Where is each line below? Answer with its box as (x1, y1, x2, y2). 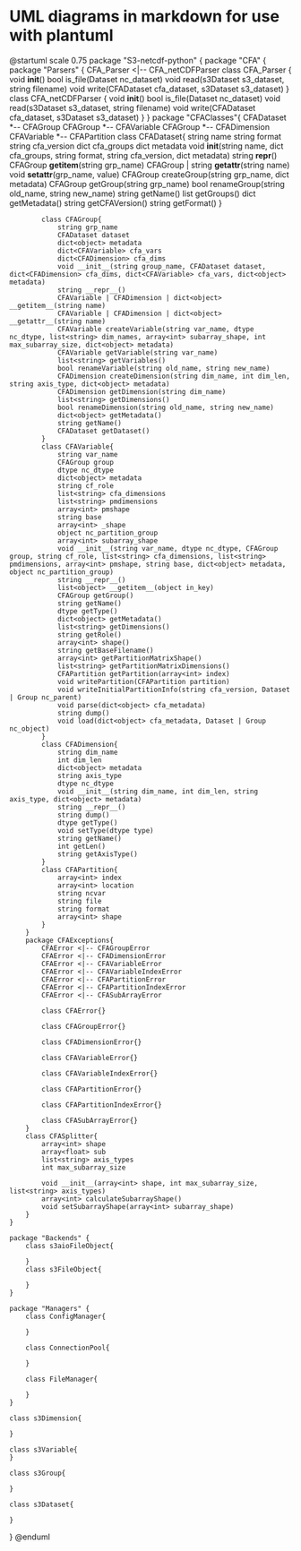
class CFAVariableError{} (41, 1053, 139, 1062)
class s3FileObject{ (25, 1264, 102, 1273)
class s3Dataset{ (9, 1500, 74, 1509)
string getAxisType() (56, 849, 139, 859)
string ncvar (56, 888, 106, 897)
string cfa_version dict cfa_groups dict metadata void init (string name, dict (9, 141, 284, 151)
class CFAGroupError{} (41, 1022, 126, 1031)
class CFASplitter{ (25, 1131, 99, 1141)
